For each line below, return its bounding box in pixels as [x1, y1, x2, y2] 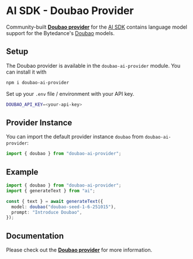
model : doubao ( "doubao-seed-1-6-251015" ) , [11, 203, 116, 210]
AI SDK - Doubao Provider [6, 4, 134, 18]
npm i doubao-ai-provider [6, 80, 69, 85]
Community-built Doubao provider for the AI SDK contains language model [6, 23, 188, 30]
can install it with [6, 68, 47, 75]
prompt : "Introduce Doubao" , [11, 209, 82, 215]
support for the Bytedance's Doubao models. [6, 29, 115, 36]
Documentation [6, 231, 64, 241]
